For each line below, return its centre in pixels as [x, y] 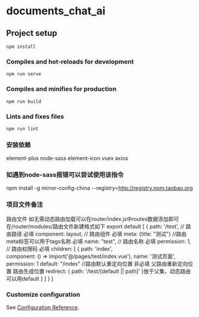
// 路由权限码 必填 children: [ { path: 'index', [59, 248]
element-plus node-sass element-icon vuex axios [67, 158]
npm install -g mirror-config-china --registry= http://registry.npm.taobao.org [99, 188]
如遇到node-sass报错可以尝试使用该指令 [65, 175]
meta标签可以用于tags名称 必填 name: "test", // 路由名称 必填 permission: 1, [99, 241]
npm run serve [24, 74]
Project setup [32, 33]
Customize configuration [43, 294]
